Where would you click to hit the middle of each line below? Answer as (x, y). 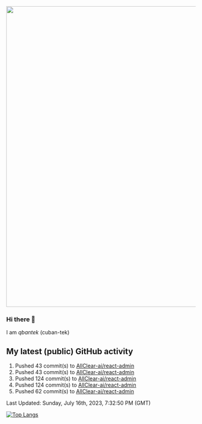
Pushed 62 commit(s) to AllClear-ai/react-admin (74, 392)
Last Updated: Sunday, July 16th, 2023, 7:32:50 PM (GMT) (78, 403)
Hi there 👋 (21, 319)
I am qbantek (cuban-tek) (38, 333)
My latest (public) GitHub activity (70, 351)
